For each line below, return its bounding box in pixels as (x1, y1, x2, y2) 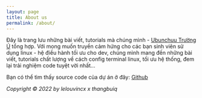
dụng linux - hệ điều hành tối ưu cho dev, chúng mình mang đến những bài (6, 49, 192, 57)
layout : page (6, 8, 39, 15)
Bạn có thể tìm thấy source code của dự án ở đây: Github (6, 73, 148, 81)
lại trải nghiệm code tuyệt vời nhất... (6, 62, 96, 69)
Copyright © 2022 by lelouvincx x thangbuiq (6, 85, 118, 93)
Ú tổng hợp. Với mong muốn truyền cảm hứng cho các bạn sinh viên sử (6, 43, 184, 50)
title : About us (6, 14, 47, 20)
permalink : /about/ (6, 20, 56, 26)
